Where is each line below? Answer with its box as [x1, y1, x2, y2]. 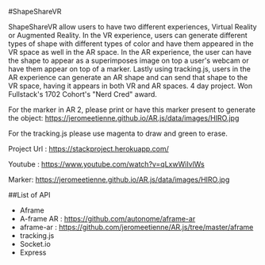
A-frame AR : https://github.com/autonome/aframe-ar [19, 214, 196, 223]
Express [19, 248, 47, 257]
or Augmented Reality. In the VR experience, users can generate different [8, 31, 248, 40]
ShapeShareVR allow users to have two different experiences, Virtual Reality [8, 22, 257, 31]
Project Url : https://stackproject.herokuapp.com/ [8, 144, 169, 153]
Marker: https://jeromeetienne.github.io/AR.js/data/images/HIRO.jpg [8, 175, 230, 184]
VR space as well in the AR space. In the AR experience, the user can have [8, 48, 252, 56]
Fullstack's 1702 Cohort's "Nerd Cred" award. [8, 90, 157, 98]
